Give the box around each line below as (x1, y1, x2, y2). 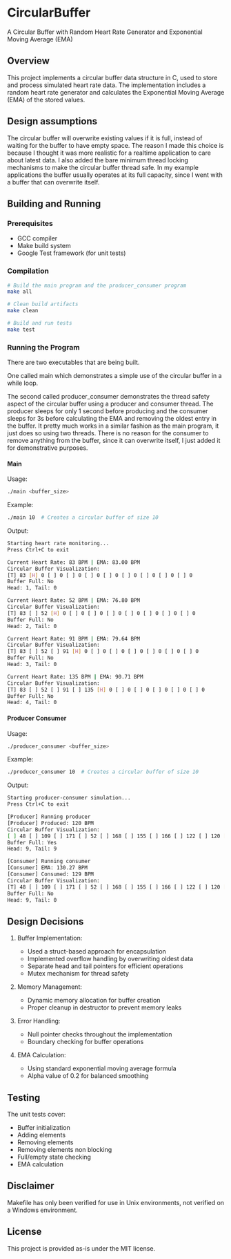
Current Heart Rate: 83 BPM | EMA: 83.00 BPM (7, 558, 140, 566)
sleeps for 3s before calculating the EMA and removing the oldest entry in (7, 415, 217, 423)
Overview (7, 55, 50, 67)
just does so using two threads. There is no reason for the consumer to (7, 429, 209, 437)
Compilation (7, 266, 50, 276)
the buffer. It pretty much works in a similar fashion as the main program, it (7, 422, 219, 430)
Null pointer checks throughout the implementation (27, 1030, 172, 1039)
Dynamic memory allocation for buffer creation (27, 996, 161, 1005)
